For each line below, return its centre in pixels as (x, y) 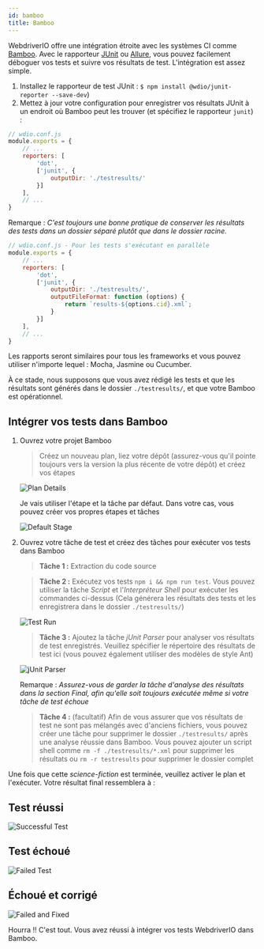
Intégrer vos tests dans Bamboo (88, 421)
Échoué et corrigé (53, 896)
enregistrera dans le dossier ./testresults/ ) (112, 607)
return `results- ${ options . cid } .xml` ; (128, 304)
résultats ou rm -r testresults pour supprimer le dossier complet (146, 759)
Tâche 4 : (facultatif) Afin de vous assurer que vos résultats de (141, 717)
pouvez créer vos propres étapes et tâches (89, 512)
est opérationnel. (35, 397)
